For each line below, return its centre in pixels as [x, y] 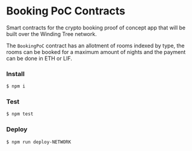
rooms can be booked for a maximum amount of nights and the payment [96, 52]
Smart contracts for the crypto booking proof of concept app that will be [96, 28]
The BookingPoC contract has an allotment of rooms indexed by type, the [95, 46]
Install [16, 74]
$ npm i [16, 86]
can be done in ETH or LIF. [39, 58]
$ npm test [20, 114]
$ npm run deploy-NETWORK [39, 142]
